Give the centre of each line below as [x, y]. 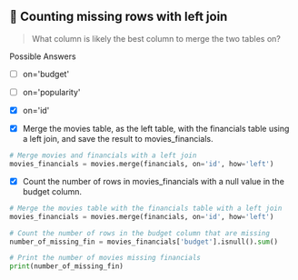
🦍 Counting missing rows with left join [119, 17]
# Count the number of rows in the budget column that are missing [140, 233]
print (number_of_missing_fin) [67, 266]
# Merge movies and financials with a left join [103, 155]
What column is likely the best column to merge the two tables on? [156, 38]
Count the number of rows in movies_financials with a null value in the [153, 181]
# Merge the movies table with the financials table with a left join [146, 208]
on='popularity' [51, 92]
